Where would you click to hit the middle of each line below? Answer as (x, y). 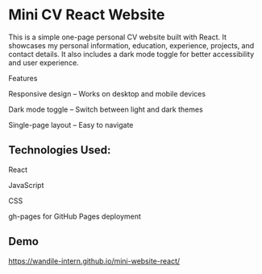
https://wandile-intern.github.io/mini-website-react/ (94, 261)
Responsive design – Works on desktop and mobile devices (107, 93)
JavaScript (26, 185)
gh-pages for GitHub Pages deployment (75, 216)
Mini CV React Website (87, 15)
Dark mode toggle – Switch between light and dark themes (106, 109)
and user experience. (44, 63)
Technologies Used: (60, 150)
